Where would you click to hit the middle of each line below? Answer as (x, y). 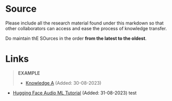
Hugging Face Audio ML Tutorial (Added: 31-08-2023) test (75, 93)
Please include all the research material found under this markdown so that (84, 23)
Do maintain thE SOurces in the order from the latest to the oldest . (76, 38)
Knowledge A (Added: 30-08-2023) (63, 83)
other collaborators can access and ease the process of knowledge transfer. (86, 28)
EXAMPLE (29, 73)
